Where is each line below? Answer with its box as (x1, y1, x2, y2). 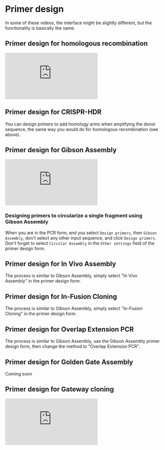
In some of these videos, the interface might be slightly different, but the (5, 20, 152, 26)
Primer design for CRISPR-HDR (5, 108, 102, 117)
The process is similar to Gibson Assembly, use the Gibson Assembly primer (5, 338, 160, 344)
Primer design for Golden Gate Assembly (5, 358, 133, 366)
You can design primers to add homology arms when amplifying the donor (5, 121, 156, 127)
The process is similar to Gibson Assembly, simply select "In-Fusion (5, 305, 143, 312)
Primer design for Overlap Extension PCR (5, 325, 134, 333)
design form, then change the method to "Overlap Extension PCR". (5, 343, 140, 349)
